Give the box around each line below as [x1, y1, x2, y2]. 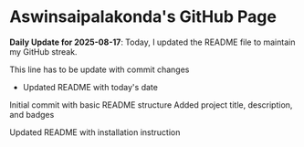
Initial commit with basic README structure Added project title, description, [9, 99, 293, 110]
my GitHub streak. [9, 46, 78, 57]
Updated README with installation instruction [9, 126, 181, 138]
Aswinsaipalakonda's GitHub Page [9, 6, 277, 27]
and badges [9, 109, 55, 120]
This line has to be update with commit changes [9, 64, 190, 75]
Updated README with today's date [22, 81, 158, 92]
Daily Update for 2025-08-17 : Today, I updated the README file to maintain [9, 37, 296, 47]
